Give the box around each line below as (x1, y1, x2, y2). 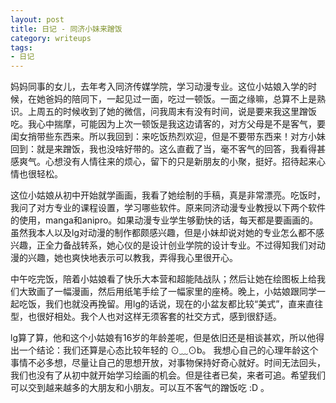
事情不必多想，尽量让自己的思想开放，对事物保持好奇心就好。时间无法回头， (10, 357, 326, 369)
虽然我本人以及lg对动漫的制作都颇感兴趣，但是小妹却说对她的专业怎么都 (10, 227, 307, 239)
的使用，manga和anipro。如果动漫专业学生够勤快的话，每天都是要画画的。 (10, 214, 319, 226)
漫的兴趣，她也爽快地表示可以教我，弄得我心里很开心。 (10, 252, 238, 264)
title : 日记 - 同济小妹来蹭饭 (10, 24, 123, 34)
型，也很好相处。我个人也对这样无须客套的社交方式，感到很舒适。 (10, 311, 282, 323)
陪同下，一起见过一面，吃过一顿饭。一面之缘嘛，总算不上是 (71, 93, 317, 105)
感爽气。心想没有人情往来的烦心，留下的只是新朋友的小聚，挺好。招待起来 (10, 156, 317, 168)
